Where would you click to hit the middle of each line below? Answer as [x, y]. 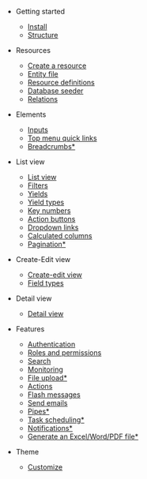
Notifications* [50, 428]
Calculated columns [60, 236]
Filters [38, 185]
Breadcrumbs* [51, 146]
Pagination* [47, 244]
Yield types [46, 202]
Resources [33, 50]
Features [30, 329]
